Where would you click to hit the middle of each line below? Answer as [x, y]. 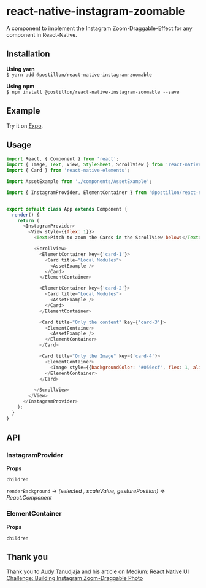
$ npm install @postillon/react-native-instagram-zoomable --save [93, 92]
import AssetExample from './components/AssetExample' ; [79, 182]
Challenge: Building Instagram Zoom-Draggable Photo [75, 578]
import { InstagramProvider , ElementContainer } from [77, 192]
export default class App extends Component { [67, 209]
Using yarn [21, 69]
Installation [28, 54]
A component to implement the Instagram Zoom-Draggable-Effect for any [99, 28]
